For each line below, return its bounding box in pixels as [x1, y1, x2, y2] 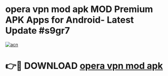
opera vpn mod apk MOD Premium [5, 4, 153, 15]
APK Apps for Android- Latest [5, 14, 134, 26]
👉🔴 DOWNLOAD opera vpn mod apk [5, 60, 163, 71]
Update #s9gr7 [5, 25, 70, 36]
